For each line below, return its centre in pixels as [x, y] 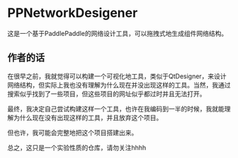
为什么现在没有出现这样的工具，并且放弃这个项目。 [88, 117]
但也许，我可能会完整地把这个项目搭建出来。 [73, 133]
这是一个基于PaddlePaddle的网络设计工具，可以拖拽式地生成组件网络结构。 [118, 33]
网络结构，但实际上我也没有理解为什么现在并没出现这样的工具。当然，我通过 [119, 85]
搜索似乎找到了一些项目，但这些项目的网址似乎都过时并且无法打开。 [107, 94]
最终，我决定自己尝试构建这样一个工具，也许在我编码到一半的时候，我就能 [116, 109]
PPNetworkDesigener [73, 13]
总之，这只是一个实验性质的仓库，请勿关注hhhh [77, 147]
